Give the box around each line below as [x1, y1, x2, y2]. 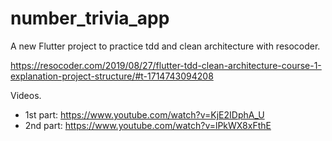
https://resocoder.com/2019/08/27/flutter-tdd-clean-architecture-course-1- [10, 59, 322, 71]
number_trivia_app [10, 7, 170, 30]
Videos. [10, 89, 42, 101]
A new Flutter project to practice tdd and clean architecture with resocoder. [10, 40, 321, 52]
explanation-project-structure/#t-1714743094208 [10, 70, 214, 82]
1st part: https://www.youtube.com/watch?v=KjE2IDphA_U [24, 108, 265, 121]
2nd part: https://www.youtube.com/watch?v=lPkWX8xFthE [24, 119, 272, 131]
